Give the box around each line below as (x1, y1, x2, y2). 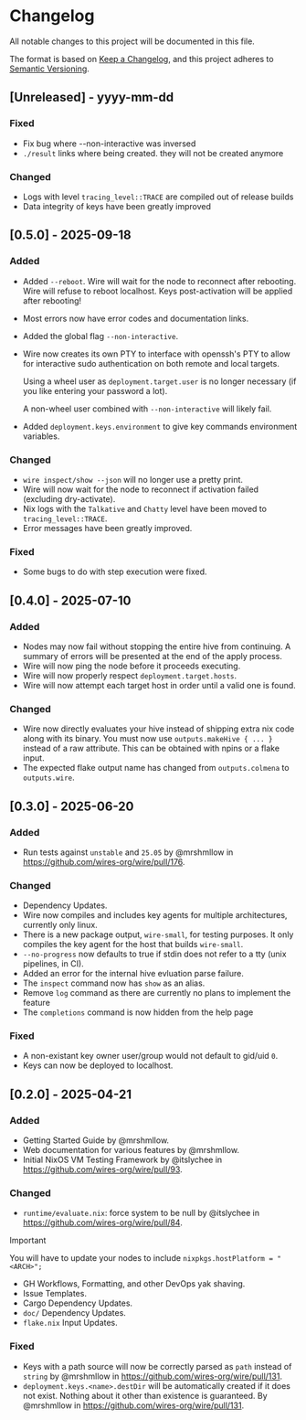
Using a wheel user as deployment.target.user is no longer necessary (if (22, 376, 297, 387)
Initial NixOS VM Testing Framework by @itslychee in (22, 1154, 223, 1166)
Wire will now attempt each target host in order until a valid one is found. (22, 679, 297, 690)
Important (9, 1235, 47, 1246)
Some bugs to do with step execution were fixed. (22, 566, 207, 577)
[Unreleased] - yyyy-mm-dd (9, 90, 174, 105)
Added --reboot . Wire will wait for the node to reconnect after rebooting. (22, 275, 297, 286)
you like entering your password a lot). (22, 385, 168, 396)
